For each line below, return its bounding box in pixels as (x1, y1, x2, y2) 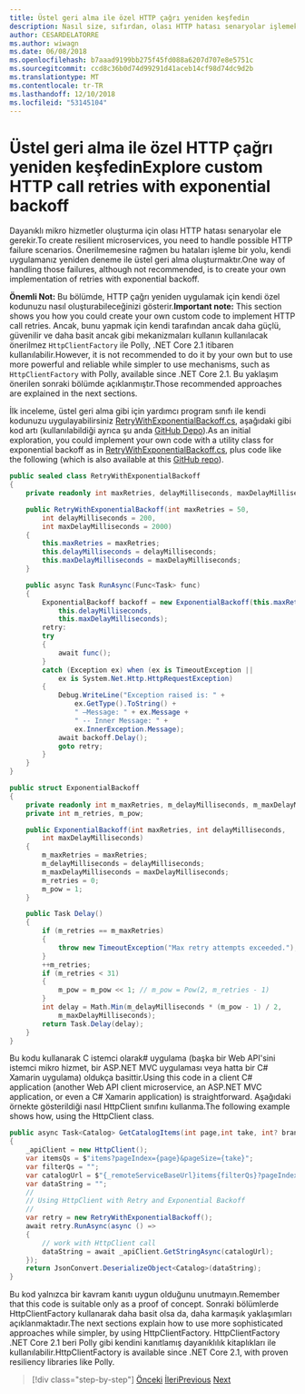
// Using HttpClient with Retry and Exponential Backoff (25, 1196, 246, 1206)
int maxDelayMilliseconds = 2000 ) (42, 522, 172, 531)
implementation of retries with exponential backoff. (9, 274, 200, 285)
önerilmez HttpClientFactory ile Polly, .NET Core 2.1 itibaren (9, 340, 234, 351)
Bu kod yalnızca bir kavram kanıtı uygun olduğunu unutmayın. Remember (9, 1289, 280, 1300)
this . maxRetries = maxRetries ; (42, 539, 161, 548)
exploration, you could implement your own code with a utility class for (9, 434, 274, 446)
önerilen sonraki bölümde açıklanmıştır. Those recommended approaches (9, 379, 282, 390)
